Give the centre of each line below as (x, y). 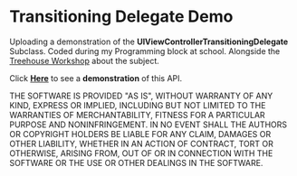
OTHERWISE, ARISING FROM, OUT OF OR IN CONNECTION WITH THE (141, 153)
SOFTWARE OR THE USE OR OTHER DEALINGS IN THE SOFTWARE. (136, 162)
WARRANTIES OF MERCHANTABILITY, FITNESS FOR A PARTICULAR (137, 115)
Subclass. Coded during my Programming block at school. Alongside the (145, 51)
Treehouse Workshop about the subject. (85, 60)
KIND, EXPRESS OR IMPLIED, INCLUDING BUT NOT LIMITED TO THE (138, 105)
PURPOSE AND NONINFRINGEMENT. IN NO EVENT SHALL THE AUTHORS (148, 125)
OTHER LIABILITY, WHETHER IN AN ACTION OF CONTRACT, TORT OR (141, 144)
